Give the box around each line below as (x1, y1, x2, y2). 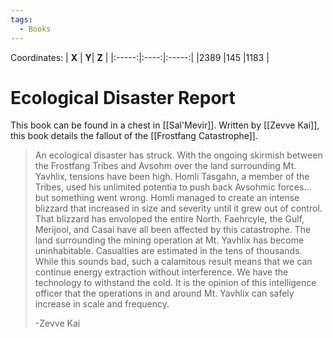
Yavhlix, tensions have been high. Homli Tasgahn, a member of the (34, 171, 310, 183)
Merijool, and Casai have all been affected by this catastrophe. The (34, 224, 312, 236)
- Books (19, 24, 52, 34)
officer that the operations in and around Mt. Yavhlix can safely (34, 287, 295, 300)
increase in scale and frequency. (34, 298, 170, 310)
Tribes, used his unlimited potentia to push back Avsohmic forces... (34, 181, 312, 193)
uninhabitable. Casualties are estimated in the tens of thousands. (34, 245, 303, 257)
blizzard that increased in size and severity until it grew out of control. (34, 202, 323, 215)
